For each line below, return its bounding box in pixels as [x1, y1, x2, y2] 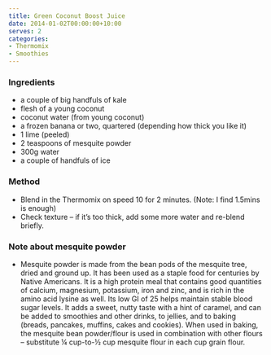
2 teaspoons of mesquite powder [20, 138, 132, 148]
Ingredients [8, 77, 55, 88]
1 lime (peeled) [20, 129, 70, 139]
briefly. [20, 221, 45, 230]
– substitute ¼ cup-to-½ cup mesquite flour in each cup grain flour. [20, 337, 246, 347]
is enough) [20, 203, 57, 213]
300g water [20, 147, 59, 157]
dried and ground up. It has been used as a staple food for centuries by [20, 268, 260, 278]
